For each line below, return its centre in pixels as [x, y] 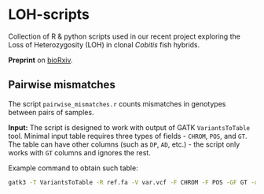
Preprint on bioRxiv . [40, 60]
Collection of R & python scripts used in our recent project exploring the [125, 36]
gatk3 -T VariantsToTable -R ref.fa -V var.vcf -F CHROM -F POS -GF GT [128, 182]
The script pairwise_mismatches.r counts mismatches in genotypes [117, 103]
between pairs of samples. [51, 112]
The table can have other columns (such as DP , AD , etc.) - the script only [124, 144]
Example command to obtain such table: [73, 168]
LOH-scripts [49, 15]
